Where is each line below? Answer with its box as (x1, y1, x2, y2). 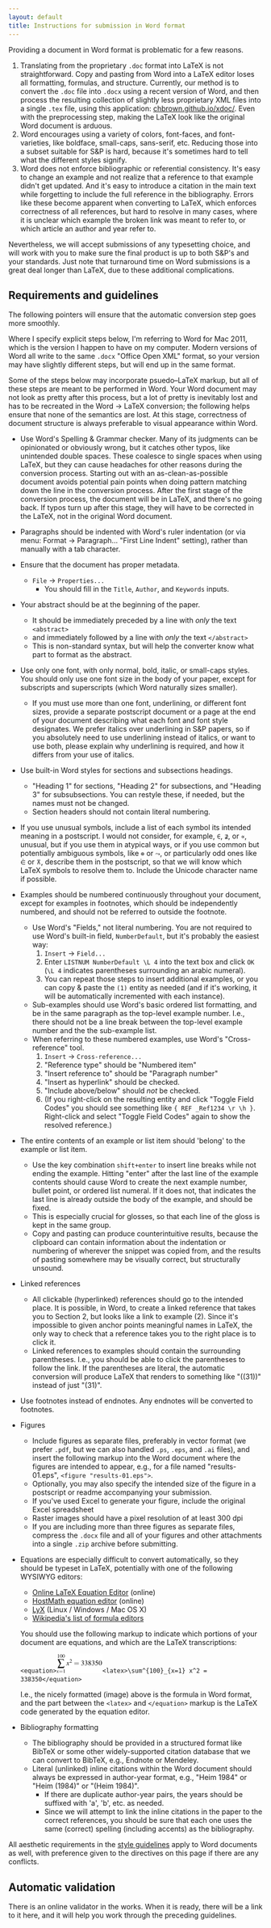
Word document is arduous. (19, 120, 113, 130)
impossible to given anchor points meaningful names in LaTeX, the (31, 1320, 252, 1330)
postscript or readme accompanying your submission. (31, 1487, 212, 1497)
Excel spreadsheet (31, 1504, 94, 1515)
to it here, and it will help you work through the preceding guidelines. (8, 1910, 237, 1920)
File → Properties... (31, 576, 105, 585)
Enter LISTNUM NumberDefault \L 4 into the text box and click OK (44, 957, 255, 967)
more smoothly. (8, 319, 60, 328)
